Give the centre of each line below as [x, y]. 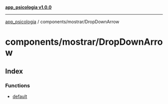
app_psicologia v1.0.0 [28, 7]
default [20, 96]
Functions [17, 85]
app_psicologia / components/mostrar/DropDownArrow [62, 22]
